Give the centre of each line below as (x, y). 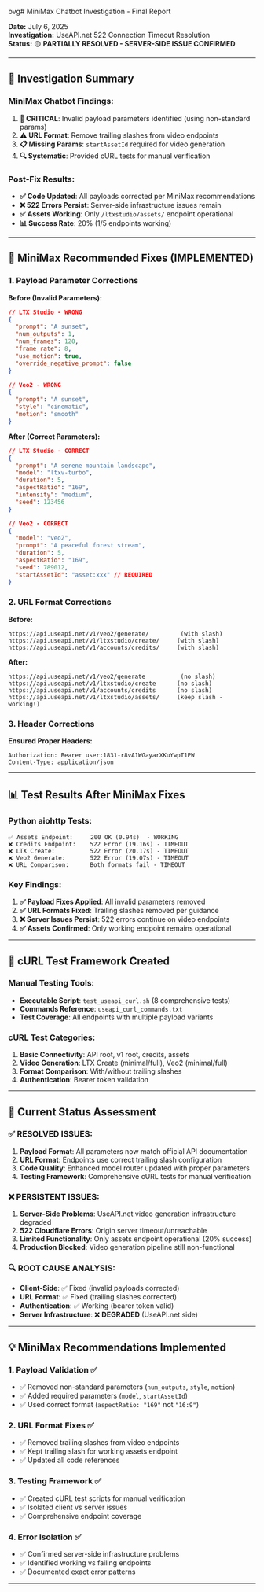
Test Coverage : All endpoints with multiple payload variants (116, 1017)
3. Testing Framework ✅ (55, 1481)
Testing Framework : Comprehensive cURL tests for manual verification (135, 1176)
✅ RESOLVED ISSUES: (50, 1134)
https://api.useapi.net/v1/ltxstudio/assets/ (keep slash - (115, 697)
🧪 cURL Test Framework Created (89, 961)
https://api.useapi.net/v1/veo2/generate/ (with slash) (115, 634)
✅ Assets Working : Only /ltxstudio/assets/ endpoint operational (126, 214)
